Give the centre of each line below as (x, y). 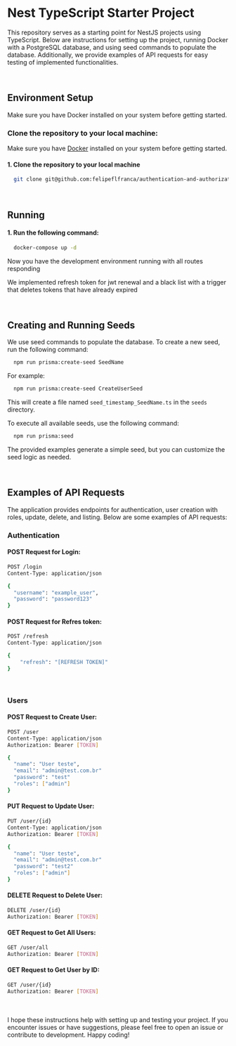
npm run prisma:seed (44, 436)
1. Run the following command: (53, 233)
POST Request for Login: (44, 552)
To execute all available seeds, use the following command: (93, 424)
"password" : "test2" (44, 867)
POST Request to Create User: (52, 717)
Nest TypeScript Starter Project (101, 13)
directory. (21, 410)
